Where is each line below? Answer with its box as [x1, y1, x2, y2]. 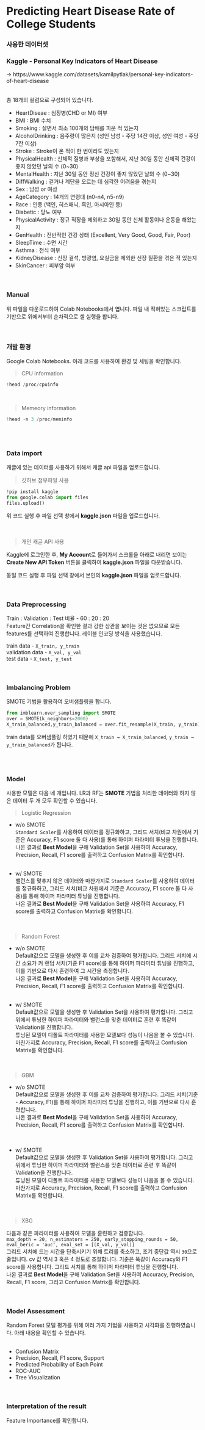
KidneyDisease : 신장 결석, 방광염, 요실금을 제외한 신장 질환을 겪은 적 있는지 [15, 255, 197, 262]
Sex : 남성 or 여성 [15, 186, 58, 193]
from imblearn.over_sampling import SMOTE [6, 710, 116, 717]
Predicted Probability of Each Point [15, 1361, 103, 1368]
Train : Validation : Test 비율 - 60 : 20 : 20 [6, 615, 110, 622]
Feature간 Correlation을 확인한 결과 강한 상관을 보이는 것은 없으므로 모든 [6, 622, 180, 629]
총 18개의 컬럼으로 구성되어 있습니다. [6, 96, 93, 104]
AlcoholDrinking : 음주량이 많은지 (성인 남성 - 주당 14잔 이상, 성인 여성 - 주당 [15, 132, 199, 140]
